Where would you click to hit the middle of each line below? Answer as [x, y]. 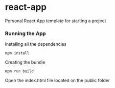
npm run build [20, 71]
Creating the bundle [25, 62]
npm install [17, 53]
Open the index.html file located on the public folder [57, 81]
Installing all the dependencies [36, 44]
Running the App [25, 33]
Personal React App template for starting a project [56, 21]
